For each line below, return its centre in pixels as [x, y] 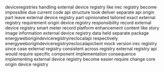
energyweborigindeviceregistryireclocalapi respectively [62, 38]
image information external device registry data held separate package [77, 33]
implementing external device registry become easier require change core [80, 59]
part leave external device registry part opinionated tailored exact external [81, 17]
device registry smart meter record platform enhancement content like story [82, 28]
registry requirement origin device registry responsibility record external [78, 23]
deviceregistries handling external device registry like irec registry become [81, 7]
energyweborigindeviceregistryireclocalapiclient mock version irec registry [81, 43]
